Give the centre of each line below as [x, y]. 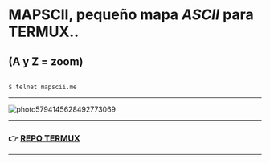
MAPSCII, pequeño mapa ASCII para [131, 15]
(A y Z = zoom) [46, 61]
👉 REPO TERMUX [44, 138]
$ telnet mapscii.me [43, 87]
